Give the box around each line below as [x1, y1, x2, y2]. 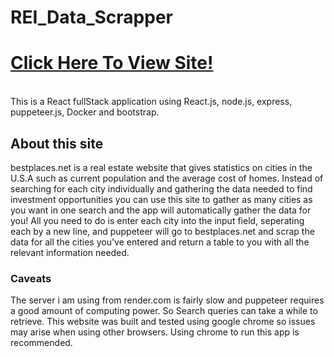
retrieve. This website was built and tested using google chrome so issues [10, 316, 316, 328]
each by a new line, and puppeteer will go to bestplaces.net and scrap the [10, 225, 315, 237]
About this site [10, 135, 104, 152]
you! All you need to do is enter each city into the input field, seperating [10, 214, 305, 226]
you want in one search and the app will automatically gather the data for [10, 204, 312, 216]
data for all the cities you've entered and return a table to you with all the [10, 236, 310, 248]
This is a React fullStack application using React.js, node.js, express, [10, 96, 293, 108]
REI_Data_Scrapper [10, 6, 173, 29]
